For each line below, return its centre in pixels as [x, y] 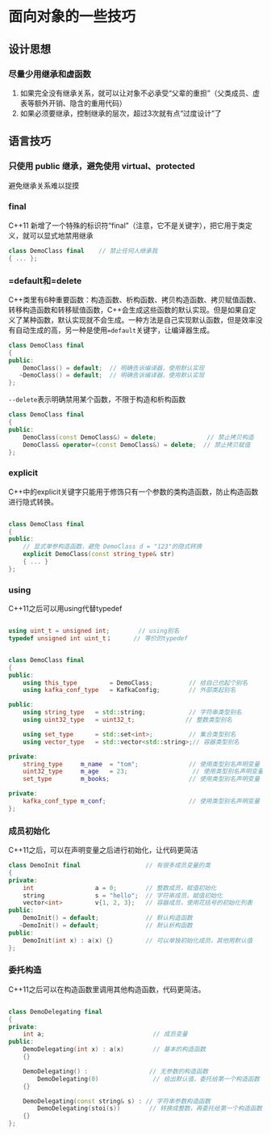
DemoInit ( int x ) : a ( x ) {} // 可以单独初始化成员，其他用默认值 [138, 940]
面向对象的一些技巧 [72, 17]
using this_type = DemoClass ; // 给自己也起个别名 [135, 683]
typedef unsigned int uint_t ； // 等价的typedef [98, 639]
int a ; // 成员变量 [105, 1034]
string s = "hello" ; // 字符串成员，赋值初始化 [123, 895]
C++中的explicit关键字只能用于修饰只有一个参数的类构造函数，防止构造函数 [133, 492]
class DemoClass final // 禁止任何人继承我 [83, 251]
